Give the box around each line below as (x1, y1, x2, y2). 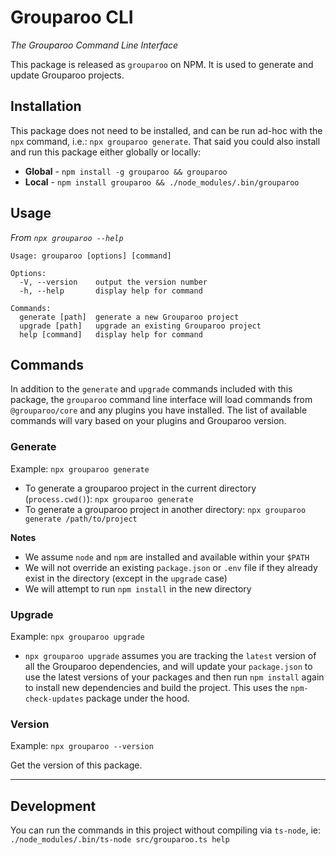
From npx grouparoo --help (10, 231, 124, 243)
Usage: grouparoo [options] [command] (10, 251, 172, 261)
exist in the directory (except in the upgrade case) (24, 572, 228, 584)
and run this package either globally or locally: (10, 146, 202, 158)
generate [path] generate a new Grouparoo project (19, 312, 240, 322)
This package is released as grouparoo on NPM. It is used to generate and (10, 58, 314, 70)
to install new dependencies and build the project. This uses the (24, 681, 289, 693)
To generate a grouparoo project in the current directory (24, 482, 257, 494)
